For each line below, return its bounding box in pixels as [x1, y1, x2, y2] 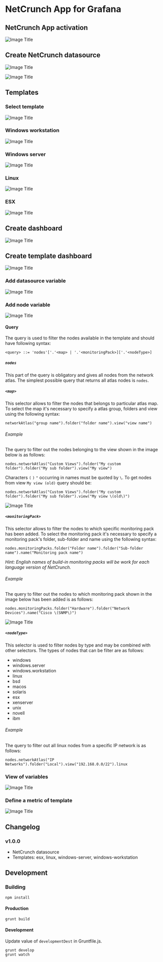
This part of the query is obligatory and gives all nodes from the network [5, 372, 154, 378]
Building [5, 884, 26, 891]
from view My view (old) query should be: [5, 480, 92, 486]
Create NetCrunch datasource [5, 51, 101, 59]
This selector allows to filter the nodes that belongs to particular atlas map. [5, 400, 159, 407]
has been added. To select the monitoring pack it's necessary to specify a [5, 531, 157, 537]
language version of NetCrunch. [5, 564, 71, 570]
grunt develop [5, 948, 35, 953]
